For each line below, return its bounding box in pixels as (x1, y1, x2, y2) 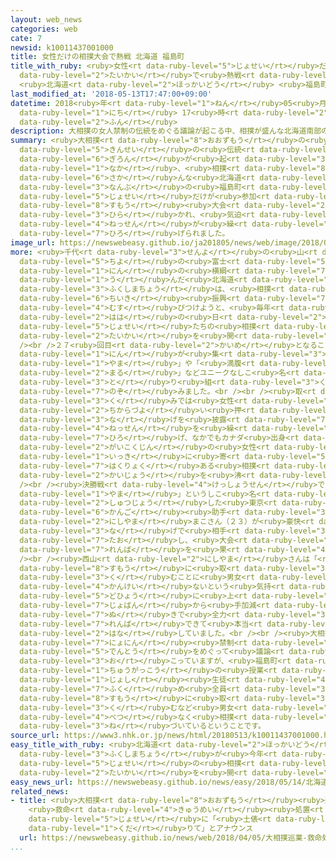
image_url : (10, 237, 56, 248)
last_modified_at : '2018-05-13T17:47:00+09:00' (10, 89, 213, 99)
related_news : (10, 786, 70, 796)
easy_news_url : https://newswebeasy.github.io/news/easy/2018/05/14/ (10, 777, 307, 787)
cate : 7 (10, 33, 43, 43)
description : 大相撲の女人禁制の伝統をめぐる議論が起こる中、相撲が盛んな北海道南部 (10, 126, 322, 136)
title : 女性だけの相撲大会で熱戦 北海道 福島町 (10, 52, 185, 62)
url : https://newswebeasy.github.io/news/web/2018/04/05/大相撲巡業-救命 (19, 832, 323, 843)
